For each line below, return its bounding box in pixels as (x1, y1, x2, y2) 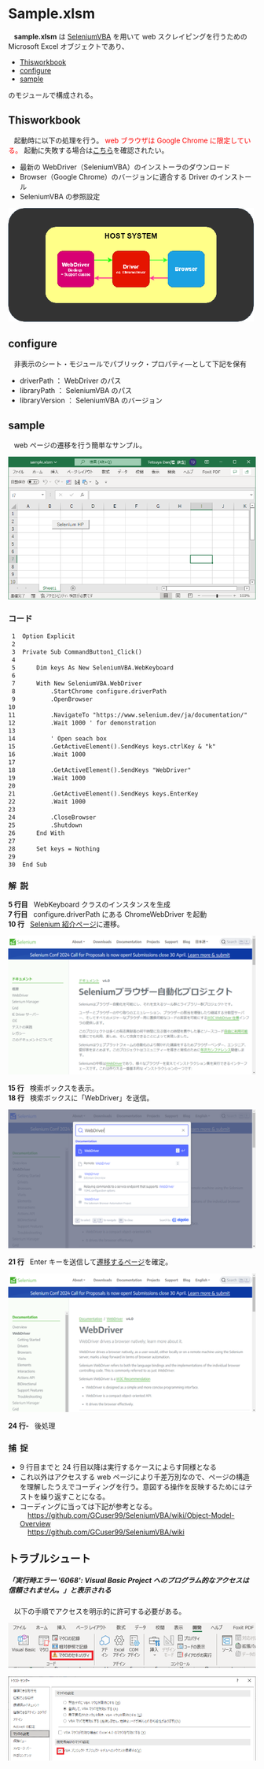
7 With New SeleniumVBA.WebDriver (11, 680, 143, 688)
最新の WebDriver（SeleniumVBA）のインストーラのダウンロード (19, 162, 230, 172)
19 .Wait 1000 (8, 774, 86, 782)
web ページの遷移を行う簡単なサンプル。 (13, 440, 147, 450)
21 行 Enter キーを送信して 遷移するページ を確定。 (8, 1257, 173, 1266)
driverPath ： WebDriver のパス (19, 376, 122, 385)
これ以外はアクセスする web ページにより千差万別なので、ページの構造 (19, 1472, 250, 1482)
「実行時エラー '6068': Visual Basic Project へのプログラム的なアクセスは (8, 1575, 250, 1585)
